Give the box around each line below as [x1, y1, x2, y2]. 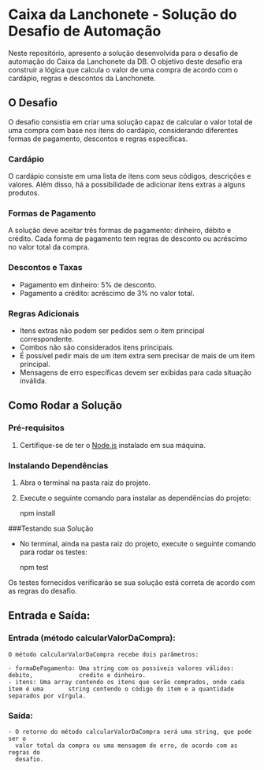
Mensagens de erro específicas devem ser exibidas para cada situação [19, 368, 252, 377]
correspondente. [19, 334, 75, 343]
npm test [19, 562, 49, 572]
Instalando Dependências [8, 460, 109, 471]
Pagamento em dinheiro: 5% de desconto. [19, 279, 157, 289]
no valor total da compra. [8, 242, 90, 252]
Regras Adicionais [8, 308, 80, 319]
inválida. [19, 376, 47, 385]
